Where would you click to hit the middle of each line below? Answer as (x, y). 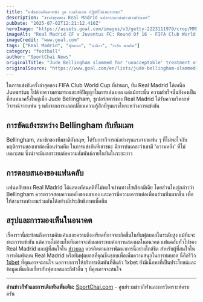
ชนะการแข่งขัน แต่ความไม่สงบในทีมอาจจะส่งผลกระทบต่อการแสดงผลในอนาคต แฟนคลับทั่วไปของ (101, 241)
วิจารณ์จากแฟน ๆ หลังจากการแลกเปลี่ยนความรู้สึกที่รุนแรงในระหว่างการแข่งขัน (83, 106)
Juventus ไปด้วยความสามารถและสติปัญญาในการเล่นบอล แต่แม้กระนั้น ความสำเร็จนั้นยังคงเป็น (101, 92)
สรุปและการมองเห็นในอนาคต (49, 221)
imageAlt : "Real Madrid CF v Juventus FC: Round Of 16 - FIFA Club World (101, 34)
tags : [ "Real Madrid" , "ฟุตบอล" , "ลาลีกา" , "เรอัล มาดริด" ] (73, 46)
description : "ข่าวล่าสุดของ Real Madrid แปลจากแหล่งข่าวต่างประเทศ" (78, 18)
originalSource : (27, 68)
